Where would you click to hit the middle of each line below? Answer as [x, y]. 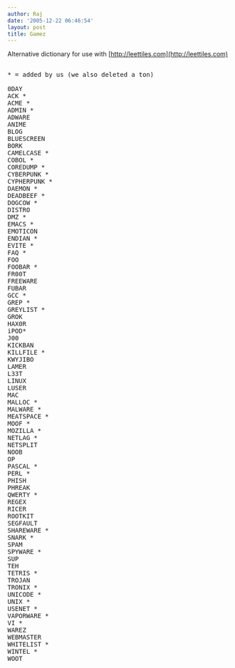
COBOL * [21, 160]
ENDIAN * [22, 239]
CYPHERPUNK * [30, 182]
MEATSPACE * [28, 417]
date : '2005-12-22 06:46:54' [51, 21]
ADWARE [19, 118]
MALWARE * [24, 409]
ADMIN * [21, 110]
